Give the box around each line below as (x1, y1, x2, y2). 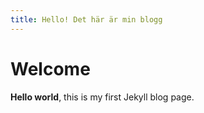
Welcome (10, 57, 91, 80)
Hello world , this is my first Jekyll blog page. (10, 91, 195, 103)
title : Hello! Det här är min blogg (10, 14, 163, 25)
